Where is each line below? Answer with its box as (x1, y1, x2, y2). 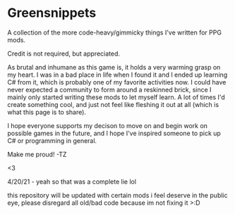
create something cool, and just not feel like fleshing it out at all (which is (7, 100, 219, 108)
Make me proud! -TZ (7, 150, 67, 158)
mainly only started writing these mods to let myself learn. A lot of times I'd (7, 93, 226, 101)
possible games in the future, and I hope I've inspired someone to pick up (7, 129, 221, 137)
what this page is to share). (7, 108, 87, 116)
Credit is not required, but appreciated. (7, 49, 121, 58)
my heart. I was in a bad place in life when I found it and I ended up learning (7, 70, 228, 79)
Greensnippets (7, 5, 97, 21)
